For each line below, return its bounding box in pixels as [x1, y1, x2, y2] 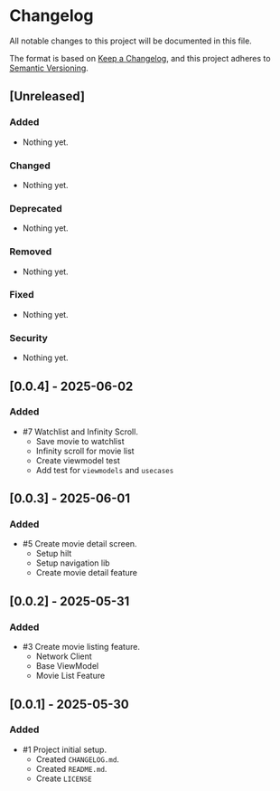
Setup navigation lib [35, 558, 110, 568]
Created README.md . [35, 763, 107, 774]
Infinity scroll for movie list [35, 445, 135, 456]
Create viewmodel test [35, 454, 120, 466]
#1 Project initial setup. [22, 744, 107, 755]
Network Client [35, 651, 92, 662]
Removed [9, 245, 52, 258]
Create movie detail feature [35, 567, 138, 578]
